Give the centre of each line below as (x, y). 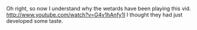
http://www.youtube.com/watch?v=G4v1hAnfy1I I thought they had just (95, 15)
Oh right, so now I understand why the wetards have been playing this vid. (99, 9)
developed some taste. (35, 21)
